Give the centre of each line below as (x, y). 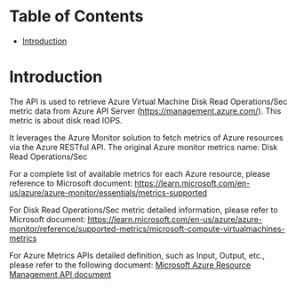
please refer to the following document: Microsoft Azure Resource (130, 265)
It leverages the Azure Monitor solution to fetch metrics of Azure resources (146, 137)
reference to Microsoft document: (71, 183)
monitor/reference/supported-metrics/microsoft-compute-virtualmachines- (148, 228)
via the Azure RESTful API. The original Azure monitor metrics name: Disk (144, 147)
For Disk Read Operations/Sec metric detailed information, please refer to (144, 210)
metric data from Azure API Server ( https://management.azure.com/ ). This (145, 111)
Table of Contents (76, 16)
